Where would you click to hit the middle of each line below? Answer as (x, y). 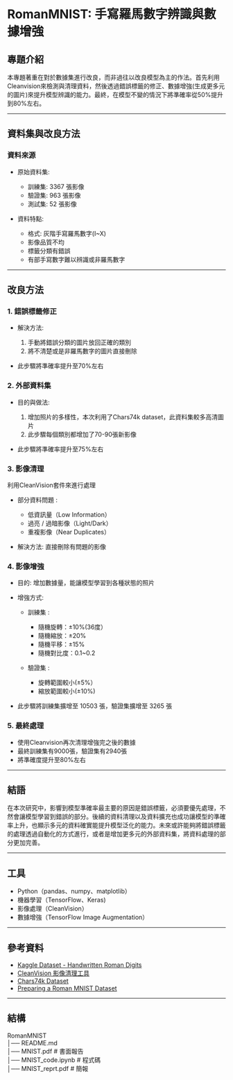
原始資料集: (33, 171)
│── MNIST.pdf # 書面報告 (46, 1051)
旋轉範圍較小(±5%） (67, 683)
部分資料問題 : (37, 500)
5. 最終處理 (26, 726)
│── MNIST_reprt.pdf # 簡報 (48, 1068)
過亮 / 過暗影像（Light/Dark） (70, 523)
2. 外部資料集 (29, 386)
